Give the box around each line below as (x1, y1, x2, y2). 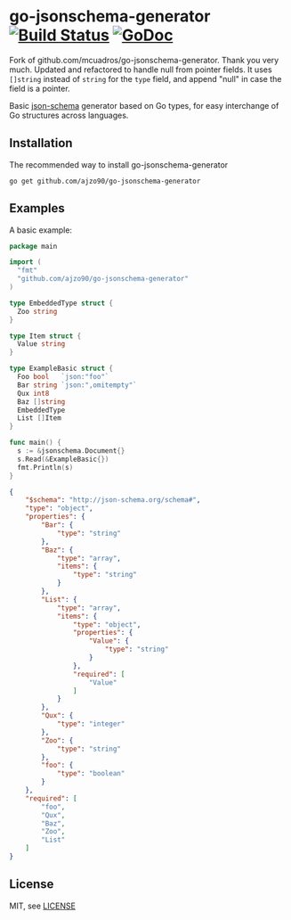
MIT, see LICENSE (9, 900, 76, 911)
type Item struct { (9, 332, 82, 341)
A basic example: (9, 225, 73, 235)
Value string (17, 340, 66, 349)
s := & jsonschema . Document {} (17, 447, 125, 456)
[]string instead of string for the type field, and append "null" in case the (9, 73, 282, 84)
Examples (9, 201, 65, 216)
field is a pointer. (9, 83, 70, 94)
